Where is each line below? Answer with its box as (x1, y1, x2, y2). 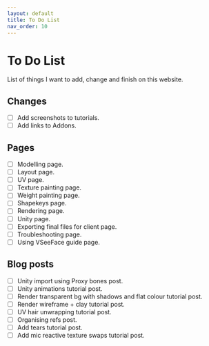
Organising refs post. (17, 315, 77, 324)
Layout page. (17, 168, 55, 176)
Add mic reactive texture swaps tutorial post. (17, 332, 145, 339)
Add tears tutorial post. (17, 323, 83, 332)
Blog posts (7, 258, 54, 270)
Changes (7, 95, 47, 107)
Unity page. (17, 214, 50, 223)
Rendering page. (17, 207, 65, 215)
